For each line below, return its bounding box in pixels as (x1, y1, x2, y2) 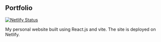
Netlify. (5, 31, 20, 37)
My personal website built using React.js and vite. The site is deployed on (5, 26, 156, 32)
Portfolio (5, 4, 33, 12)
